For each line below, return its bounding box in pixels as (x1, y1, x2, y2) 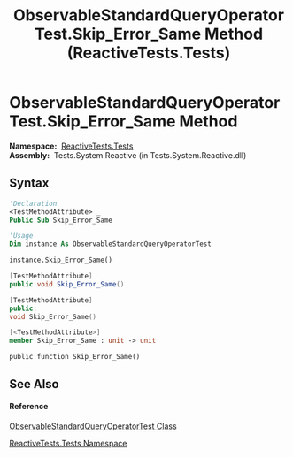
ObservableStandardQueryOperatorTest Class (9, 421, 177, 431)
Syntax (9, 176, 50, 191)
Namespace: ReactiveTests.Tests (9, 141, 134, 151)
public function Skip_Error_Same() (9, 353, 141, 362)
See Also (9, 377, 59, 392)
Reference (9, 401, 49, 412)
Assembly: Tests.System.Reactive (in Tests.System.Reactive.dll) (9, 149, 247, 160)
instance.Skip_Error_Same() (9, 255, 113, 265)
